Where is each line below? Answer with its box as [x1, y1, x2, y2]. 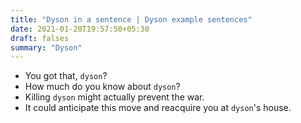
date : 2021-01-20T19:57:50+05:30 [10, 24, 150, 34]
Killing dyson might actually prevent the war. [24, 91, 205, 103]
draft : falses [10, 33, 70, 43]
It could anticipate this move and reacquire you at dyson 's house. [24, 102, 292, 114]
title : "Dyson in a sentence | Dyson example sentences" [10, 14, 253, 25]
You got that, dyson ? [24, 70, 108, 82]
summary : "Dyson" [10, 42, 83, 53]
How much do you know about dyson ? [24, 81, 181, 93]
